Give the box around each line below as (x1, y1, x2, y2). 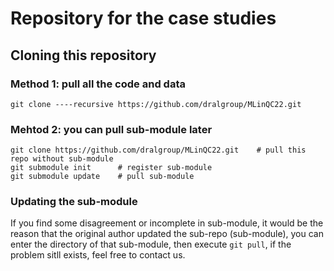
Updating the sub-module (10, 195, 138, 209)
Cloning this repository (10, 47, 157, 64)
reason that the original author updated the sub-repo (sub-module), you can (10, 228, 324, 240)
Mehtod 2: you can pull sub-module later (10, 122, 213, 136)
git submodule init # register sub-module (10, 163, 213, 173)
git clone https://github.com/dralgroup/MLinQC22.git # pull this (10, 145, 307, 156)
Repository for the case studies (10, 7, 277, 30)
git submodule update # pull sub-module (10, 172, 195, 182)
